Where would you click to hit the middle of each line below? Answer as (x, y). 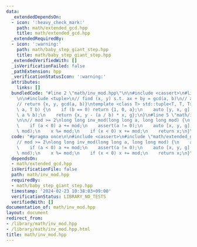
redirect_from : (25, 218)
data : (13, 11)
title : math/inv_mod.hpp (36, 235)
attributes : (26, 83)
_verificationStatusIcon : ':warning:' (59, 77)
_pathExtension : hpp (36, 71)
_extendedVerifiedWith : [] (44, 60)
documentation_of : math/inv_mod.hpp (51, 207)
